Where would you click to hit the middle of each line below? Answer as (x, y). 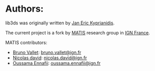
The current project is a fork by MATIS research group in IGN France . (78, 32)
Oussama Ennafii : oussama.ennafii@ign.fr (57, 63)
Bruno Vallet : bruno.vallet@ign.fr (47, 52)
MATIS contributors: (26, 42)
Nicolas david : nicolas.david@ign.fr (50, 58)
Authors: (24, 9)
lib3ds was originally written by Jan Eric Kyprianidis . (60, 23)
